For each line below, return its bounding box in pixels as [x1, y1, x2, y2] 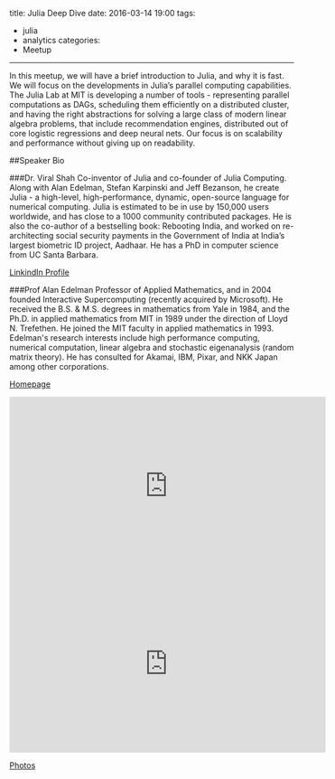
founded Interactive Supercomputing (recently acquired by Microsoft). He [9, 294, 284, 305]
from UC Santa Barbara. [9, 249, 99, 260]
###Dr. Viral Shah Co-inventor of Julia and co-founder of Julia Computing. [9, 173, 287, 183]
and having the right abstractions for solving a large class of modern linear [9, 108, 287, 119]
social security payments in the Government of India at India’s [55, 230, 285, 240]
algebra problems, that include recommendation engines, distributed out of [9, 118, 289, 129]
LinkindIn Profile [9, 267, 70, 277]
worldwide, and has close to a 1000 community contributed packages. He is [9, 211, 292, 221]
